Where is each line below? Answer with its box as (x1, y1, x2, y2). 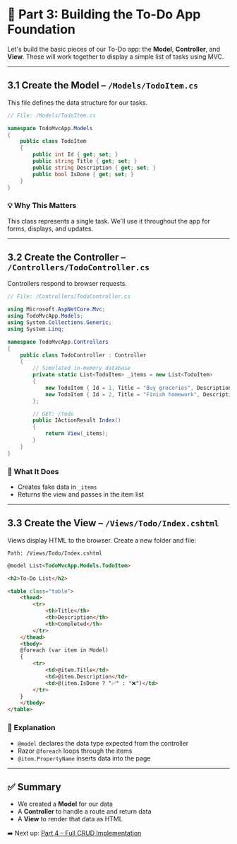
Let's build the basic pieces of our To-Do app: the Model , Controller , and (7, 45, 221, 53)
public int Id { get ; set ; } (32, 151, 119, 158)
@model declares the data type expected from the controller (17, 739, 189, 747)
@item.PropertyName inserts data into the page (17, 753, 151, 763)
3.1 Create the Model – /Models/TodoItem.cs (7, 79, 199, 91)
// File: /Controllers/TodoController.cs (7, 293, 131, 300)
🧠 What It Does (7, 466, 59, 476)
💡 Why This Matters (7, 201, 77, 211)
